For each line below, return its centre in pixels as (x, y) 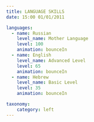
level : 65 (29, 66)
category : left (35, 110)
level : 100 (30, 44)
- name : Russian (31, 33)
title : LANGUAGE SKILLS (35, 11)
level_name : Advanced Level (51, 60)
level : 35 (29, 88)
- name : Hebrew (30, 77)
